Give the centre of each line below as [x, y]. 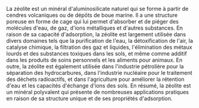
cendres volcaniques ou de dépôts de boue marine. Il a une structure [92, 15]
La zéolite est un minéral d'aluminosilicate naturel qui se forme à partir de [97, 9]
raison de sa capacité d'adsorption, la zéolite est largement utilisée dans [96, 34]
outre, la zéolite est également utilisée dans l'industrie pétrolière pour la [95, 66]
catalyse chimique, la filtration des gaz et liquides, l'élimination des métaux [99, 47]
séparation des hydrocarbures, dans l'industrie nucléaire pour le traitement [99, 73]
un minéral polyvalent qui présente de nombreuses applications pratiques [98, 92]
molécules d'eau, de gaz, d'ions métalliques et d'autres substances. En [95, 28]
